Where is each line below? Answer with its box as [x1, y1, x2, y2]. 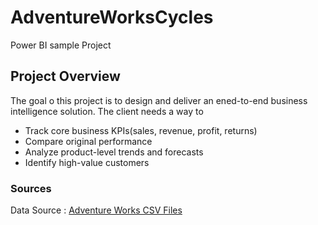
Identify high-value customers [24, 156, 150, 168]
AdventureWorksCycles [10, 6, 214, 29]
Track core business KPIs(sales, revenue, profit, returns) [24, 124, 258, 136]
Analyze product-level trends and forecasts [24, 146, 204, 158]
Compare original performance [24, 135, 153, 147]
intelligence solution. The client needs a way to [10, 105, 204, 117]
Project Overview [10, 68, 121, 85]
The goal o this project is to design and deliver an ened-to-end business [10, 94, 308, 106]
